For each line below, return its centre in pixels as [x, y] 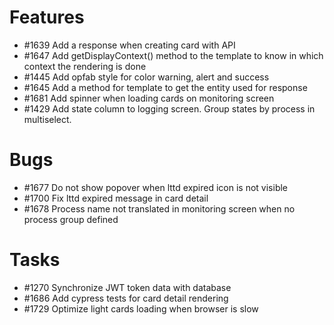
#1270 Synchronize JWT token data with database [127, 287]
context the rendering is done [85, 66]
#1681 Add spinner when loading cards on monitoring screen [149, 98]
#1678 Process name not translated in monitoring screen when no [159, 208]
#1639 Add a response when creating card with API [129, 45]
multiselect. [47, 119]
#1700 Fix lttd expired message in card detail [116, 198]
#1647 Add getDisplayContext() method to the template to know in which [173, 55]
